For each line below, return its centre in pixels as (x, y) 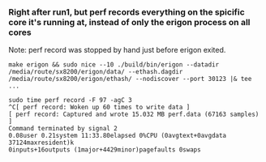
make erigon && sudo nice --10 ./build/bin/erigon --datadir (114, 65)
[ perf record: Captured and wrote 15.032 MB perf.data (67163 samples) (134, 115)
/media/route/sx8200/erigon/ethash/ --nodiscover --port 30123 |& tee (130, 79)
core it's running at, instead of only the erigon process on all (129, 22)
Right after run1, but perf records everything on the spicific (127, 12)
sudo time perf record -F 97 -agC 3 (70, 100)
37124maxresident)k (41, 143)
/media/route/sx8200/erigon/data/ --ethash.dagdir (96, 72)
